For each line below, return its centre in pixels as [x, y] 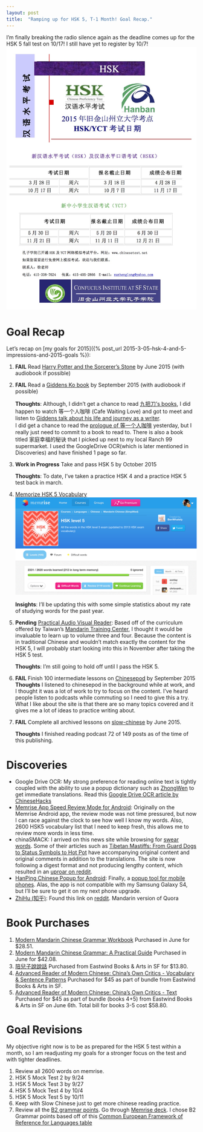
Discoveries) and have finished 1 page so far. [71, 453]
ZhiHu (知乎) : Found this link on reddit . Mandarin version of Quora [97, 898]
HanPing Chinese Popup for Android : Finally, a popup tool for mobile [100, 878]
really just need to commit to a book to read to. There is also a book [99, 432]
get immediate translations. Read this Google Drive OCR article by [97, 795]
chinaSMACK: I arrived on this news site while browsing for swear [97, 839]
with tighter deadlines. [34, 1059]
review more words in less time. [54, 833]
